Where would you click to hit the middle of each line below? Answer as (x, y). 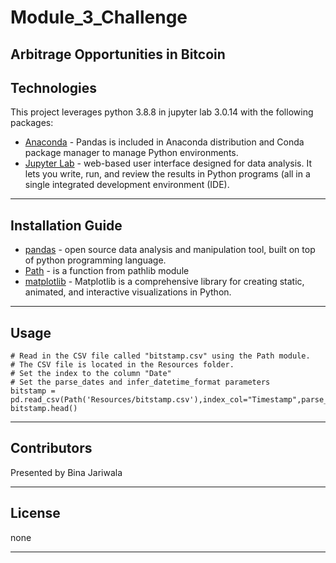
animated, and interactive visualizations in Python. (128, 292)
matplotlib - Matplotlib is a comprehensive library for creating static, (164, 282)
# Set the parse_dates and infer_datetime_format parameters (140, 382)
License (35, 513)
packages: (32, 123)
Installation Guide (66, 225)
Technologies (54, 87)
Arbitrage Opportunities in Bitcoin (118, 54)
